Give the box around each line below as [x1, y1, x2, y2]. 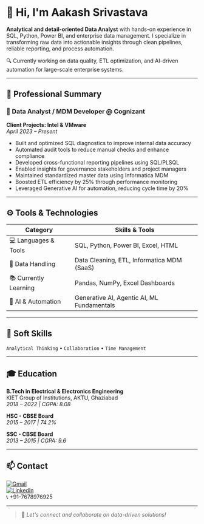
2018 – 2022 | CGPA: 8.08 [6, 401, 71, 408]
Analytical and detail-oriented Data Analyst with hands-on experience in [6, 26, 191, 33]
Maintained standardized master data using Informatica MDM [15, 171, 169, 179]
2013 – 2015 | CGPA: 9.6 [6, 437, 67, 444]
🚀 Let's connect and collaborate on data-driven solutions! [21, 511, 166, 518]
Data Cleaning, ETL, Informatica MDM [75, 256, 182, 265]
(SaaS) [75, 264, 95, 272]
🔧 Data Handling [9, 260, 56, 268]
